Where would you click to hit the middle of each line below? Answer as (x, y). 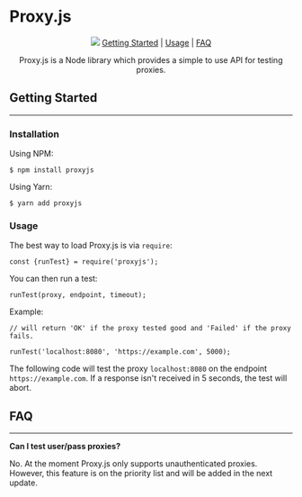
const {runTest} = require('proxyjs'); (84, 262)
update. (23, 483)
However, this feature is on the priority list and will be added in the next (141, 474)
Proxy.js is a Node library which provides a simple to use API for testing (151, 59)
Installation (35, 134)
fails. (22, 336)
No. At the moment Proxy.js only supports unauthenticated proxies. (133, 464)
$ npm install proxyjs (52, 170)
